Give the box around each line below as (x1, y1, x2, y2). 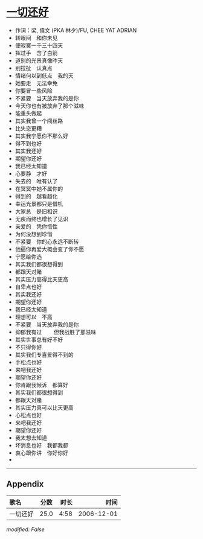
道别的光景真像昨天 (14, 57, 63, 64)
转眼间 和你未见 (14, 34, 58, 41)
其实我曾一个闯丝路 (14, 117, 63, 124)
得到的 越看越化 (14, 193, 58, 200)
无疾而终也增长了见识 (14, 215, 68, 222)
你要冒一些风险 (14, 87, 53, 94)
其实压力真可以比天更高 (14, 404, 74, 411)
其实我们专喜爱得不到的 (14, 351, 74, 358)
